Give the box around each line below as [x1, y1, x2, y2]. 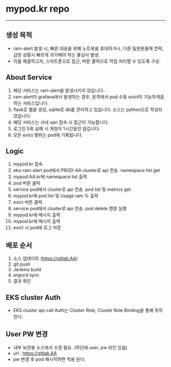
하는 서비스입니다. [13, 100, 49, 106]
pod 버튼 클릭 [13, 180, 41, 186]
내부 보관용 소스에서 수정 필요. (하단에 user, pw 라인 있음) [13, 344, 128, 350]
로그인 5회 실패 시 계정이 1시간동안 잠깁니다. [13, 125, 100, 131]
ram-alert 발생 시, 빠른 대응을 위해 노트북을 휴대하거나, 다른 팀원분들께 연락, [13, 45, 164, 51]
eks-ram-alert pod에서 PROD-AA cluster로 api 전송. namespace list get [13, 167, 160, 174]
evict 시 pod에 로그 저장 [13, 224, 61, 231]
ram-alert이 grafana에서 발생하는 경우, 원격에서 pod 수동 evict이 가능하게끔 [13, 94, 164, 100]
